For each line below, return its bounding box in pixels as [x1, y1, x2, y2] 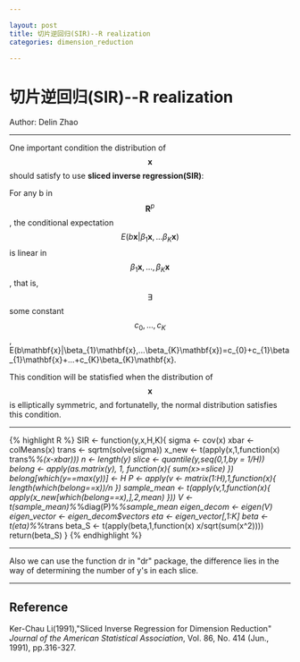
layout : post [9, 21, 58, 30]
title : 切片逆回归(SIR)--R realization [9, 29, 151, 38]
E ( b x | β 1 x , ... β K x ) [120, 231, 180, 244]
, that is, [9, 277, 39, 288]
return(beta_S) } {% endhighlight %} [9, 530, 143, 541]
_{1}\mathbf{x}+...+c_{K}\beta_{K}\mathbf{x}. [9, 354, 177, 365]
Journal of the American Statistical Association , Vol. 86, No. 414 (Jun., [9, 632, 270, 644]
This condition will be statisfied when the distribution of [9, 372, 213, 383]
